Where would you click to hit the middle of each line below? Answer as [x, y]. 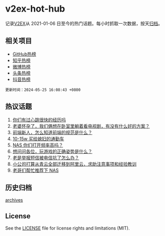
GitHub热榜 [24, 54]
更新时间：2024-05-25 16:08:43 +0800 [43, 90]
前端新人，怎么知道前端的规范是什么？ [52, 132]
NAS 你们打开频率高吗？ [38, 145]
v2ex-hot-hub [35, 9]
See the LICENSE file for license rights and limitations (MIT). [68, 228]
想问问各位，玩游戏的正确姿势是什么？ [52, 151]
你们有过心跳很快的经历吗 [39, 120]
